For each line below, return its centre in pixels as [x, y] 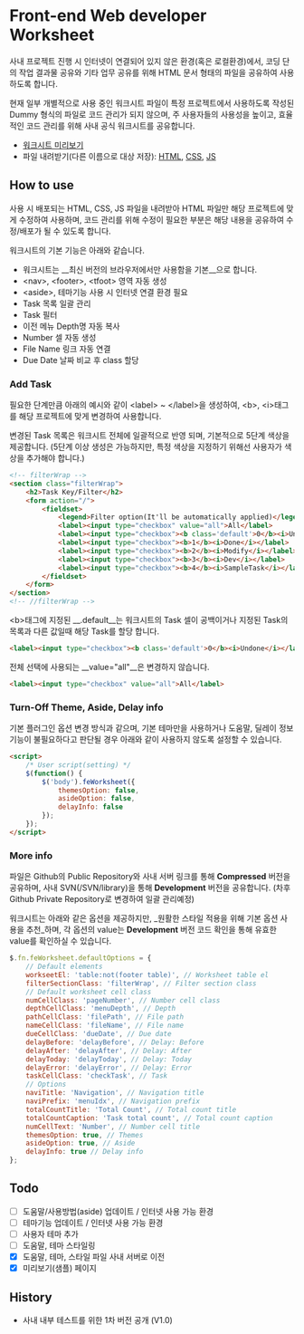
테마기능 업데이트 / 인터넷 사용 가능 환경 [93, 1223]
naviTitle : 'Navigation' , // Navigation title [115, 1093]
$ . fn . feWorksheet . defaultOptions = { [81, 958]
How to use [42, 185]
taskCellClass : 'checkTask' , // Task [97, 1076]
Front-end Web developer [108, 16]
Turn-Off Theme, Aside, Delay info [86, 707]
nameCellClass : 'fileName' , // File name [104, 1026]
